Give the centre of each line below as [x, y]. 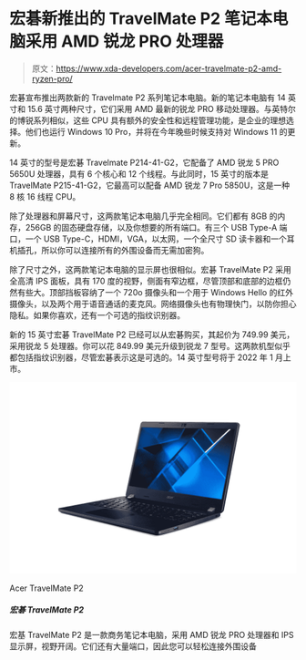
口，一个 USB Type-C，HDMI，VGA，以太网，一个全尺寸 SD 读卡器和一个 [148, 239]
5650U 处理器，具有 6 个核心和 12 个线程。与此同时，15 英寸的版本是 [139, 173]
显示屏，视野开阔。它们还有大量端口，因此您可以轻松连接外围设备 [133, 646]
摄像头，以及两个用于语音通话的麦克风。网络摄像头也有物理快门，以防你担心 [153, 304]
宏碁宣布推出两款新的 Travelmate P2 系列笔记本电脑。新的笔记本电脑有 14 [148, 98]
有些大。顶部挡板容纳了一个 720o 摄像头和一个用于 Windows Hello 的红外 [155, 292]
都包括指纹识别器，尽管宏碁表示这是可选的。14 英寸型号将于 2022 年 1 [141, 357]
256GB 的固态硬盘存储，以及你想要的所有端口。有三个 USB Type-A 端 [156, 227]
